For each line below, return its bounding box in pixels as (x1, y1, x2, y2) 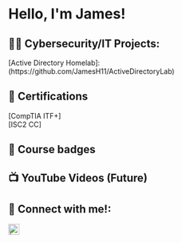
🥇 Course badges (8, 143, 96, 156)
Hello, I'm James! (8, 5, 126, 23)
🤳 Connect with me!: (8, 202, 112, 216)
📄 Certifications (8, 90, 89, 103)
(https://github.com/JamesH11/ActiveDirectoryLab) (8, 67, 175, 76)
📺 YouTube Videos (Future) (8, 171, 148, 184)
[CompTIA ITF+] (8, 111, 61, 120)
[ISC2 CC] (8, 119, 42, 129)
